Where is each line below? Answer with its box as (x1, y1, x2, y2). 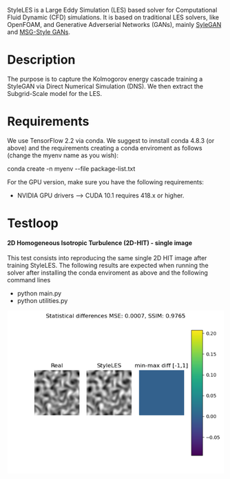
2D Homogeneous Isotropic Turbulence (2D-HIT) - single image (7, 238, 193, 247)
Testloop (7, 215, 59, 231)
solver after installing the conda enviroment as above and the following (7, 268, 209, 277)
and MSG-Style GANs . (7, 28, 71, 36)
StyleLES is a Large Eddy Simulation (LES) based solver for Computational (7, 6, 218, 14)
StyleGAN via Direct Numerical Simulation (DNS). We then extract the (7, 82, 204, 90)
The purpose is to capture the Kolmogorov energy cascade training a (7, 75, 203, 83)
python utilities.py (17, 297, 68, 305)
